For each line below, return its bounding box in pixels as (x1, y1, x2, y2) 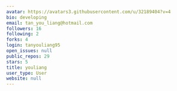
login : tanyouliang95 (6, 43, 61, 48)
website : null (6, 75, 42, 81)
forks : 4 (6, 37, 28, 43)
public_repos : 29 (6, 53, 50, 59)
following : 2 (6, 31, 39, 37)
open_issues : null (6, 48, 52, 54)
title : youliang (6, 64, 47, 71)
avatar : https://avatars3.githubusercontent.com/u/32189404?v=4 (6, 8, 171, 15)
